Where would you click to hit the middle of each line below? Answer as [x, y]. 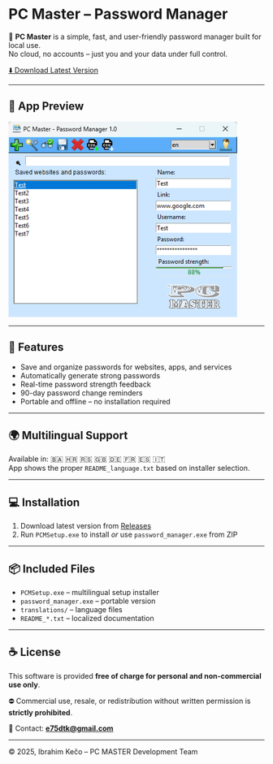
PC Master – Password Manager [118, 14]
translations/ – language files [71, 609]
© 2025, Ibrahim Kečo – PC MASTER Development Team [103, 751]
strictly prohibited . [41, 712]
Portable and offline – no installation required [95, 401]
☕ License [35, 652]
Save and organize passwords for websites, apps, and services [126, 367]
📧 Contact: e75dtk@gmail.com [61, 728]
